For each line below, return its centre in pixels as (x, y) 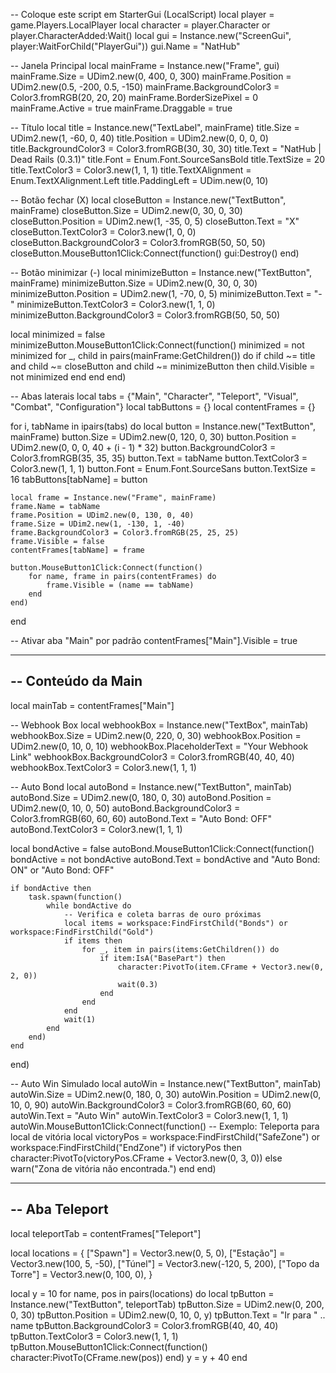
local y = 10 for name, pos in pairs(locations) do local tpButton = (142, 1293)
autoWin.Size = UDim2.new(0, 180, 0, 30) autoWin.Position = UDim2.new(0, (166, 1094)
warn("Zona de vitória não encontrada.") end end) (113, 1168)
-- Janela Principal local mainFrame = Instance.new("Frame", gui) (145, 65)
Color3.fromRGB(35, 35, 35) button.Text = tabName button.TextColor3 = (159, 458)
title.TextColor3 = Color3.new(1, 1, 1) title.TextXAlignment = (131, 170)
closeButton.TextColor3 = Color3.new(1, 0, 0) (103, 232)
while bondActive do (89, 905)
